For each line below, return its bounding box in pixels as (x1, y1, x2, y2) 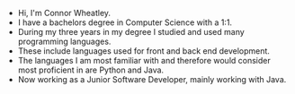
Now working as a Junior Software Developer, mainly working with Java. (17, 74, 287, 84)
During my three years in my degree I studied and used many (17, 27, 245, 37)
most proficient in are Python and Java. (17, 64, 165, 75)
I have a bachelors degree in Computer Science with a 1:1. (17, 17, 232, 28)
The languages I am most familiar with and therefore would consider (17, 56, 272, 65)
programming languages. (17, 36, 112, 47)
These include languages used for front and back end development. (17, 46, 270, 56)
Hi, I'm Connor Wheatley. (17, 8, 111, 18)
